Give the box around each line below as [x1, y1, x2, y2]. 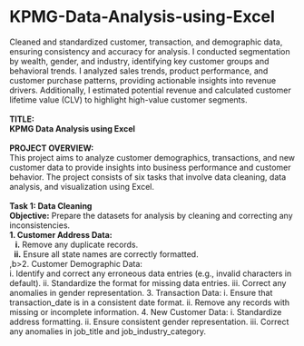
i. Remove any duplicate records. [15, 239, 139, 250]
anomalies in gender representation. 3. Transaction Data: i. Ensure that [9, 287, 273, 298]
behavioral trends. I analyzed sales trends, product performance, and [9, 65, 269, 76]
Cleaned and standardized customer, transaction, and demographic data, [9, 36, 283, 47]
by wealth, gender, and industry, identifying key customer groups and [9, 55, 270, 66]
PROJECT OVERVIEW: [9, 143, 94, 153]
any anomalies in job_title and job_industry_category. [9, 325, 207, 337]
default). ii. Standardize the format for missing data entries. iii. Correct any [9, 277, 287, 288]
